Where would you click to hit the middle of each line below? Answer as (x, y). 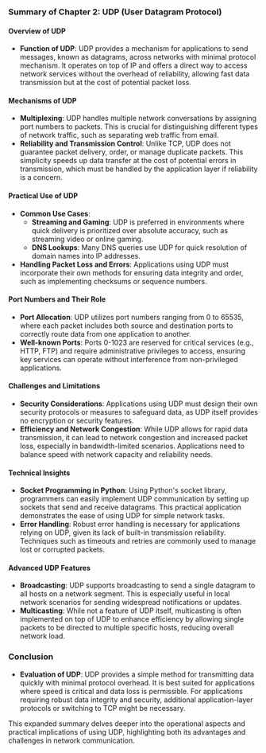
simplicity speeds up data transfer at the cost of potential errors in (128, 161)
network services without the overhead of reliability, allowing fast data (135, 74)
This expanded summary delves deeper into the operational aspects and (127, 724)
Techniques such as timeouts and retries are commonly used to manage (138, 541)
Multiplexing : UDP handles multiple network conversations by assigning (138, 119)
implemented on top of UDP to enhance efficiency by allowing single (132, 619)
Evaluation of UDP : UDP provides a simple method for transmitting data (137, 674)
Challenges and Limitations (54, 386)
